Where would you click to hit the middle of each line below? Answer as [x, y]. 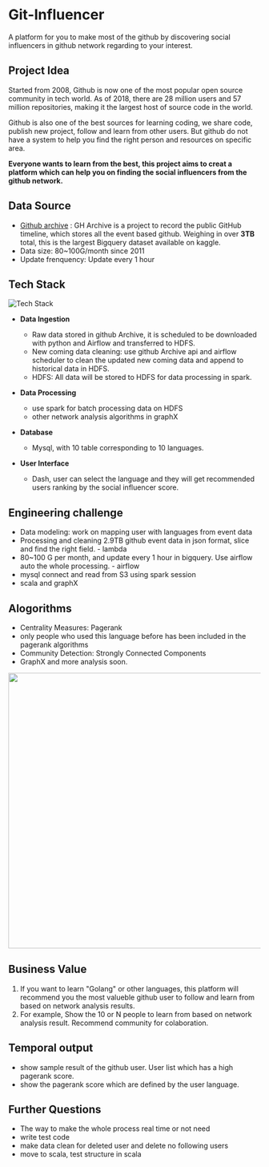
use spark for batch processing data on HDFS [107, 408]
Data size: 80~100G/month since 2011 [82, 251]
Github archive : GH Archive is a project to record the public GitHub [130, 225]
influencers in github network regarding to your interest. [101, 45]
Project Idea [39, 71]
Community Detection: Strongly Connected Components [113, 653]
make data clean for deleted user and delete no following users [124, 1146]
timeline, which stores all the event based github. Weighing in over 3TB [137, 233]
